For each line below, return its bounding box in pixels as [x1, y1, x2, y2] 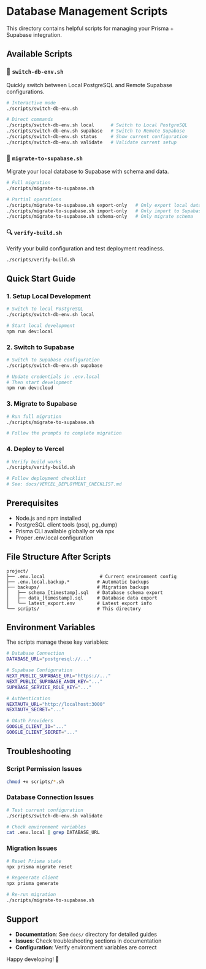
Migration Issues [6, 844, 58, 852]
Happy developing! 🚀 [6, 955, 59, 963]
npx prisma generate [6, 881, 59, 887]
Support [6, 914, 39, 925]
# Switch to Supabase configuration [6, 357, 100, 363]
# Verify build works [6, 458, 62, 465]
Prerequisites [6, 498, 59, 509]
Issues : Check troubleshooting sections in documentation [15, 937, 162, 944]
